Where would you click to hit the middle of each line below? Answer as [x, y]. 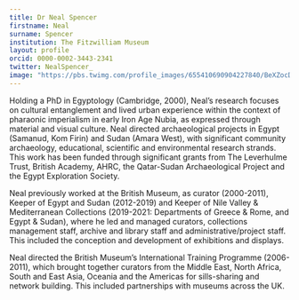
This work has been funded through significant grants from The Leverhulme [148, 157]
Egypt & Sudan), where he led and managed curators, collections [128, 221]
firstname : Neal [39, 26]
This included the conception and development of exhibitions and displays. [147, 240]
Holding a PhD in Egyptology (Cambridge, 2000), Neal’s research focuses [144, 100]
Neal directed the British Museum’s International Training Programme [136, 257]
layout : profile [39, 51]
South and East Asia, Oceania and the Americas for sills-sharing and [134, 276]
